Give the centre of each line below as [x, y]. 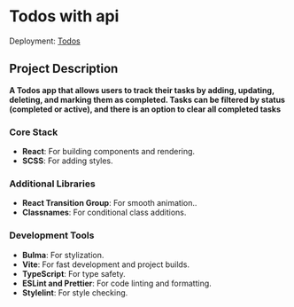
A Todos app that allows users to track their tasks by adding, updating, [142, 90]
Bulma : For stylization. [63, 255]
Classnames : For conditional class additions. [104, 213]
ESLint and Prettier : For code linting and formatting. [117, 283]
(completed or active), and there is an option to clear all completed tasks [145, 109]
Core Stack [34, 132]
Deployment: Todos [45, 41]
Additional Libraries [52, 184]
